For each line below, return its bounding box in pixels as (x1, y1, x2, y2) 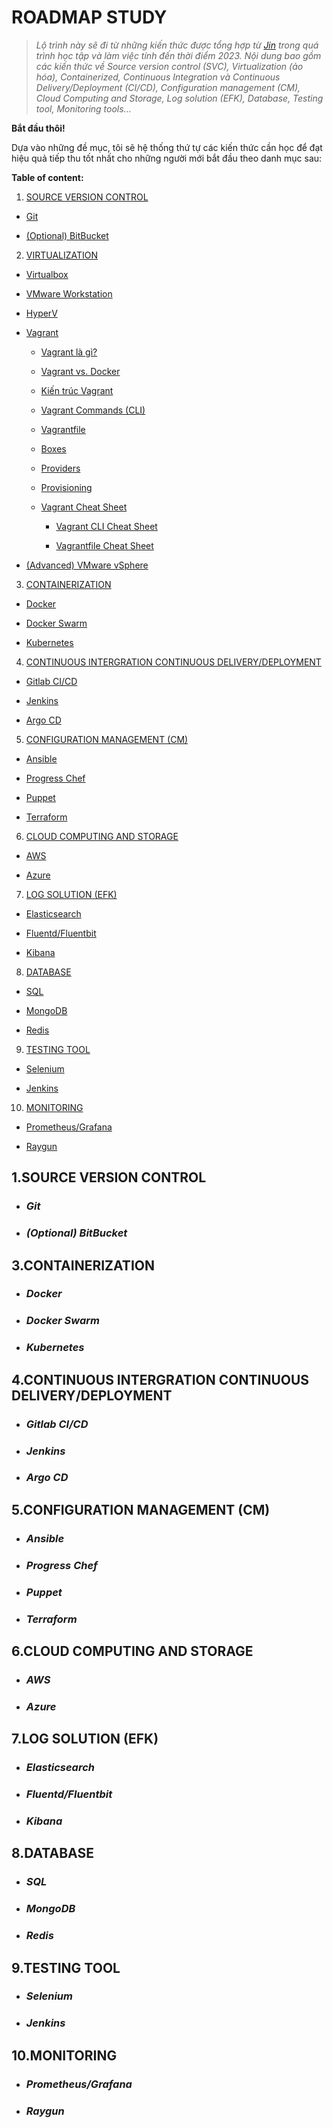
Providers (40, 462, 81, 474)
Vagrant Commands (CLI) (40, 404, 146, 416)
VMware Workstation (25, 287, 113, 300)
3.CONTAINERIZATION (11, 1257, 155, 1274)
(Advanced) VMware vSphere (25, 559, 149, 571)
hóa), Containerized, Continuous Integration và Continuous (35, 71, 281, 83)
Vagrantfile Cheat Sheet (55, 539, 154, 551)
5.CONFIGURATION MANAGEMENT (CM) (11, 1501, 271, 1518)
